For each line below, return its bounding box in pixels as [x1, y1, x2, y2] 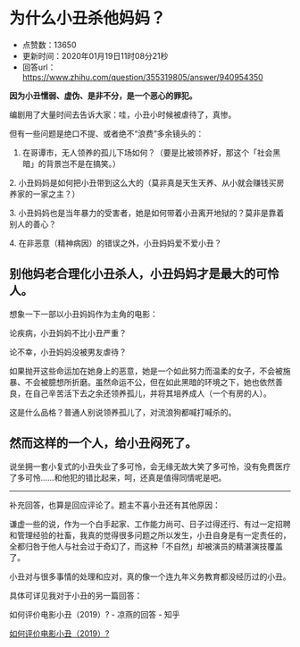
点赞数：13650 [21, 39, 77, 50]
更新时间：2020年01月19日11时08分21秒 [21, 50, 169, 61]
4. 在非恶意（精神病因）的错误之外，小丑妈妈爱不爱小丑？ [9, 238, 222, 248]
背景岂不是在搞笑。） [46, 158, 121, 169]
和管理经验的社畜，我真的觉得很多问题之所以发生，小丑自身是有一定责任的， [9, 529, 291, 541]
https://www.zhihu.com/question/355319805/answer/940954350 [21, 71, 263, 82]
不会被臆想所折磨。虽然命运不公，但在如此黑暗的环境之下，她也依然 [24, 376, 275, 387]
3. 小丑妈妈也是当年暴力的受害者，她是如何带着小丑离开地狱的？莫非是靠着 [9, 207, 285, 218]
